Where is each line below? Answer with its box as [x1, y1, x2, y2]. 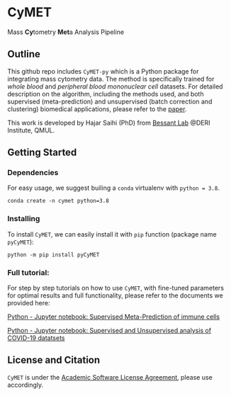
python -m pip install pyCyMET [7, 251, 100, 259]
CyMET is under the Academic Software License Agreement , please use [7, 373, 213, 381]
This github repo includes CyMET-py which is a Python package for [7, 67, 199, 75]
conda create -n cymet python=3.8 [7, 198, 110, 205]
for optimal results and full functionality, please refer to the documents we [7, 291, 223, 300]
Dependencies [7, 168, 59, 178]
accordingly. [7, 380, 44, 389]
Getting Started [7, 147, 77, 159]
